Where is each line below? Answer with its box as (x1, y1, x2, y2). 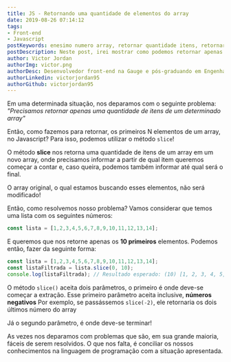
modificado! (7, 191, 41, 199)
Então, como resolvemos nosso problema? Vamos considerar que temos (7, 204, 212, 212)
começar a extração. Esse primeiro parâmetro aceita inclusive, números (7, 290, 212, 299)
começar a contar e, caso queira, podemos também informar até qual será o (7, 163, 223, 171)
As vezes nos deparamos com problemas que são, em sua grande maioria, (7, 332, 219, 340)
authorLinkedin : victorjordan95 (7, 74, 100, 81)
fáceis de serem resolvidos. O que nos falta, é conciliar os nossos (7, 339, 194, 348)
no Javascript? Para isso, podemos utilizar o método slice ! (7, 135, 175, 143)
